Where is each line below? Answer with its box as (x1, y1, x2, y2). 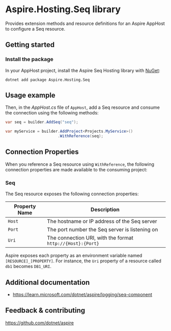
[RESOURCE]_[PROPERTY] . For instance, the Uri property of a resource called (5, 258, 162, 264)
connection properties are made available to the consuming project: (5, 166, 148, 172)
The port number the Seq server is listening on (47, 226, 158, 233)
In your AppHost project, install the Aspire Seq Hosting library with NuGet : (5, 67, 160, 73)
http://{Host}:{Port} (47, 240, 99, 247)
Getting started (5, 41, 55, 49)
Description (91, 206, 120, 213)
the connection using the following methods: (5, 110, 99, 116)
